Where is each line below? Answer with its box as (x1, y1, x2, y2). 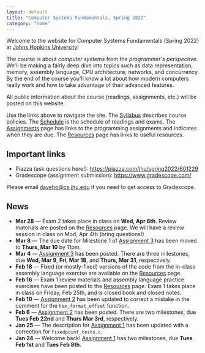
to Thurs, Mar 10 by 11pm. (15, 243, 81, 251)
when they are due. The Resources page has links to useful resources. (6, 131, 184, 138)
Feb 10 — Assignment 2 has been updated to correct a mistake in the (15, 295, 190, 303)
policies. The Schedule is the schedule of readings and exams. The (6, 118, 176, 125)
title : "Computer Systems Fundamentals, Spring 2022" (6, 15, 147, 21)
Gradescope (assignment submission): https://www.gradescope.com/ (15, 172, 192, 179)
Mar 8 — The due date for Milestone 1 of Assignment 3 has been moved (15, 237, 197, 244)
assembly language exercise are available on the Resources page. (15, 270, 182, 277)
